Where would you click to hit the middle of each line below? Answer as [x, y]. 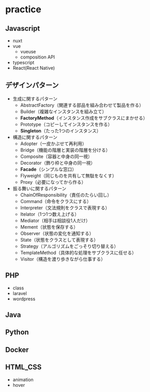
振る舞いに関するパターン [40, 188]
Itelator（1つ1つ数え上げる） [49, 214]
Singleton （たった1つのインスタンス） [60, 131]
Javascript [23, 28]
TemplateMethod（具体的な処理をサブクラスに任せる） [78, 252]
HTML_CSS [23, 367]
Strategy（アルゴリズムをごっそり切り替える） [69, 246]
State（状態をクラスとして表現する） [59, 240]
